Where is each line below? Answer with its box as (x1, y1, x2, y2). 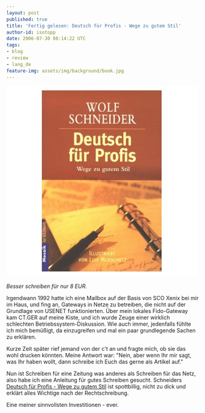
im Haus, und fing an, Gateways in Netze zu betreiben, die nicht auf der (6, 301, 186, 308)
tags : (6, 42, 20, 48)
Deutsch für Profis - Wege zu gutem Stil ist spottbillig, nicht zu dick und (6, 382, 186, 390)
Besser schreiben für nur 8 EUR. (6, 282, 87, 290)
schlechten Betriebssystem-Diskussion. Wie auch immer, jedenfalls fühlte (6, 320, 192, 328)
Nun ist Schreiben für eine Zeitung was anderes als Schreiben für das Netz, (6, 370, 196, 377)
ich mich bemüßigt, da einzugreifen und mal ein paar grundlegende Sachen (6, 326, 196, 334)
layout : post (6, 10, 40, 16)
